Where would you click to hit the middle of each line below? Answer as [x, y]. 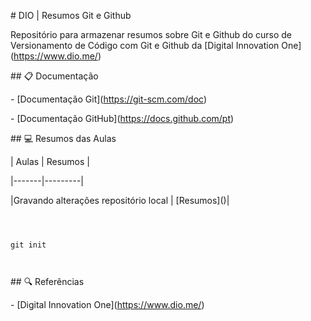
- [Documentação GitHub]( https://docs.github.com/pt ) [122, 118]
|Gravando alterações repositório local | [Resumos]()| [120, 200]
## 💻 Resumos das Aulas [63, 138]
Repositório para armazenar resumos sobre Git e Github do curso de [151, 34]
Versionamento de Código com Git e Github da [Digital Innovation [145, 45]
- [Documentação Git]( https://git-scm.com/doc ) [108, 99]
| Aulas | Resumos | [50, 161]
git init [28, 245]
